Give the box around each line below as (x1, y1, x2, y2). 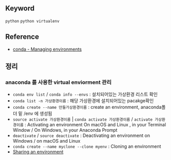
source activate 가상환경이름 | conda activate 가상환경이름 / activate (12, 116, 153, 122)
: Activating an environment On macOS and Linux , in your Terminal (25, 122, 166, 128)
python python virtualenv (5, 18, 60, 24)
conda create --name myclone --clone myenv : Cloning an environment (12, 143, 161, 150)
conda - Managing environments (12, 46, 82, 52)
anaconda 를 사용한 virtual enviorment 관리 (5, 79, 112, 86)
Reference (5, 33, 39, 41)
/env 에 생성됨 (24, 110, 52, 117)
